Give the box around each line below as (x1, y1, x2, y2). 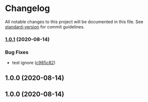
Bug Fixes (5, 49, 29, 55)
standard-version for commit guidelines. (5, 24, 85, 29)
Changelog (5, 3, 50, 14)
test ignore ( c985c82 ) (12, 60, 55, 65)
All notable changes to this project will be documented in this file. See (5, 19, 144, 25)
